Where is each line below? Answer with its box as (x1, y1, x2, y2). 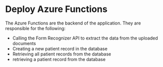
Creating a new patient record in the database (12, 45, 108, 51)
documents (12, 40, 36, 46)
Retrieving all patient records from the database (12, 51, 111, 57)
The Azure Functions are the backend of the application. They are (5, 20, 141, 26)
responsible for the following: (5, 25, 66, 31)
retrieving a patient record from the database (12, 56, 106, 62)
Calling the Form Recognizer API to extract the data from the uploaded (12, 35, 158, 41)
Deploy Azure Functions (5, 3, 108, 15)
